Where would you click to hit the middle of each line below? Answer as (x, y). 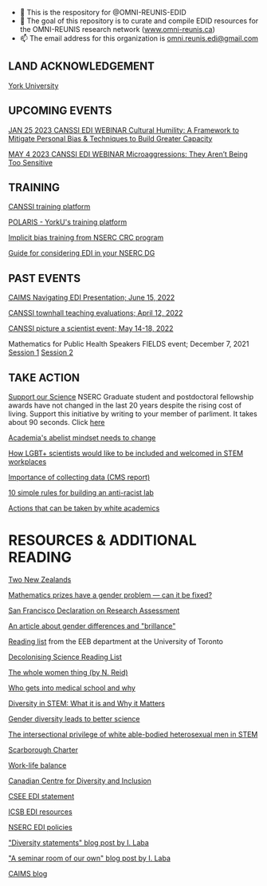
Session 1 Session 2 (41, 352)
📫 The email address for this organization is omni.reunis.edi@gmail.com (139, 38)
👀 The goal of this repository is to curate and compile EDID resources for (139, 21)
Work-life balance (37, 765)
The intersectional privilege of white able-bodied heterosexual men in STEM (133, 734)
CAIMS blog (28, 874)
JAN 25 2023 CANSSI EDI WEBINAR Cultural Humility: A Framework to (124, 130)
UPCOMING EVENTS (60, 111)
